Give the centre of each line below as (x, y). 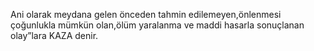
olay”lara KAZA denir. (54, 35)
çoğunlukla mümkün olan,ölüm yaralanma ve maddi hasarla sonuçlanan (157, 25)
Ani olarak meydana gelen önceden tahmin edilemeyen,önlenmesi (146, 14)
